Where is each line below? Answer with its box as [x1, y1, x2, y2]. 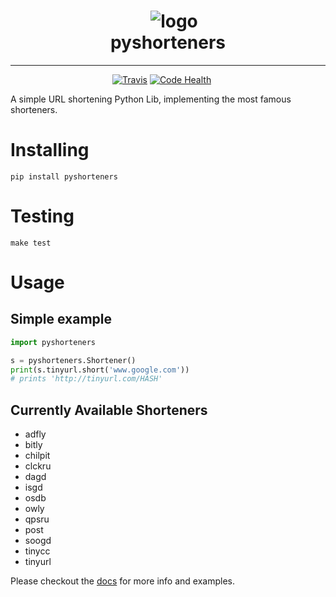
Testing [10, 205, 75, 228]
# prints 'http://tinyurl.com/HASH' [10, 374, 163, 384]
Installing [10, 139, 90, 162]
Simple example [10, 311, 113, 328]
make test [10, 238, 52, 248]
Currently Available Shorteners [10, 401, 208, 419]
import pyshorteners [10, 337, 97, 347]
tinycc [24, 545, 51, 557]
